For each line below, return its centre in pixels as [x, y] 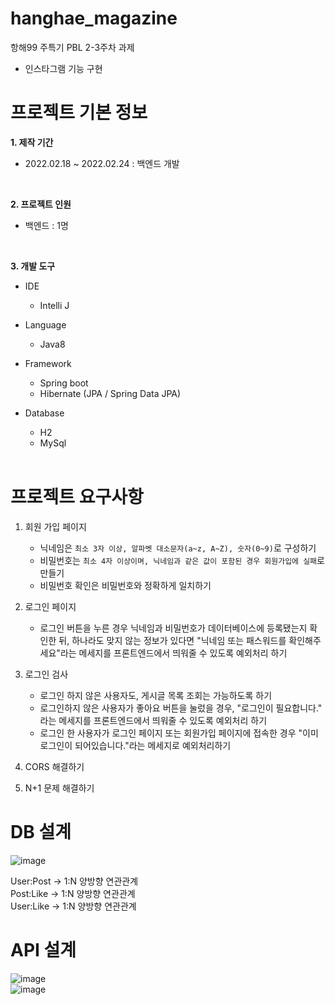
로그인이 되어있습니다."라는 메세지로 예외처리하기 [135, 745]
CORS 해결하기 [54, 766]
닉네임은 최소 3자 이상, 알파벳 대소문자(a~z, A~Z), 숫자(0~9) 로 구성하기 [178, 548]
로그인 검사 [46, 674]
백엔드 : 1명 [46, 225]
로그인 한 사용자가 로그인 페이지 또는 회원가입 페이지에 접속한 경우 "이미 [179, 733]
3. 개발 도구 [33, 266]
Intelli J [54, 305]
